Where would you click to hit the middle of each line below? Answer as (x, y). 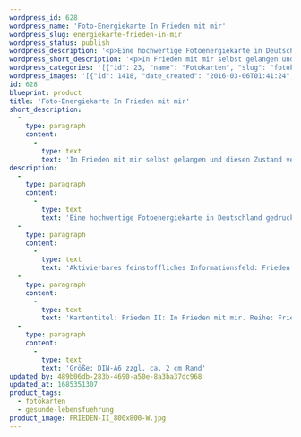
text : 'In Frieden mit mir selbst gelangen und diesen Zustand (162, 159)
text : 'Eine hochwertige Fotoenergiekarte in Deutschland (152, 218)
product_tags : (36, 393)
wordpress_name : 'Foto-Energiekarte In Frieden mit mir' (118, 26)
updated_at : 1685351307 (54, 385)
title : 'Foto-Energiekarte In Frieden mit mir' (100, 101)
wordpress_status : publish (60, 43)
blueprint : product (46, 92)
